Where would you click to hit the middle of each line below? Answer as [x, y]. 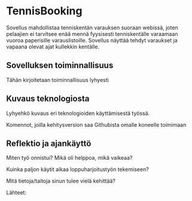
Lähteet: [16, 193]
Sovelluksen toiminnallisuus [60, 66]
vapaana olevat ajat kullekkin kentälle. [53, 47]
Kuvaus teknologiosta [48, 99]
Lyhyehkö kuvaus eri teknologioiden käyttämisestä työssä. [78, 113]
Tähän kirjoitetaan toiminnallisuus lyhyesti [57, 80]
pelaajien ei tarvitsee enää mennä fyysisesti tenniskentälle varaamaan [92, 33]
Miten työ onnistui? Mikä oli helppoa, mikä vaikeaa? [69, 158]
